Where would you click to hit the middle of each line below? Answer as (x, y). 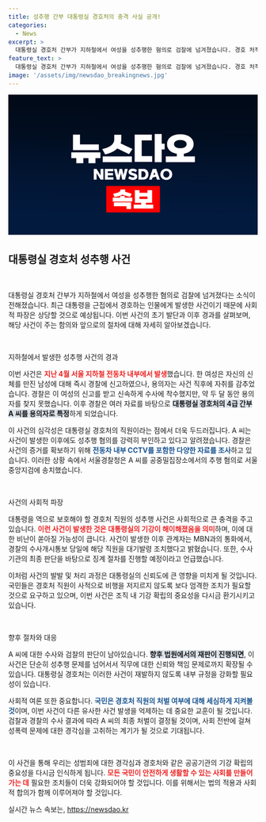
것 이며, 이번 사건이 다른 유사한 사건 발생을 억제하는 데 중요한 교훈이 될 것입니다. (131, 711)
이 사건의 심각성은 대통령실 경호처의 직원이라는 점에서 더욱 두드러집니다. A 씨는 (130, 430)
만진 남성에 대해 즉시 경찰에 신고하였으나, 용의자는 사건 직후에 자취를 (128, 384)
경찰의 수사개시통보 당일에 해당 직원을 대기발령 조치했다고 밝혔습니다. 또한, (123, 549)
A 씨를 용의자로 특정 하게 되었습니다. (63, 414)
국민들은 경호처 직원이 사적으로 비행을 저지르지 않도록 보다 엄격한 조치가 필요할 (130, 586)
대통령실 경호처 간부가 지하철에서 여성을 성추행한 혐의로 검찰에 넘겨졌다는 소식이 (132, 295)
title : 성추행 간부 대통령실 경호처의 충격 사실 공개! (85, 17)
